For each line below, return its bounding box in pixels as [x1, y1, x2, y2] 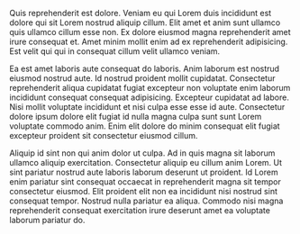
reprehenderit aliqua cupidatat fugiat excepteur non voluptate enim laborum [9, 83, 291, 93]
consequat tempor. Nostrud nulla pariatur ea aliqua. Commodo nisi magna [9, 195, 284, 206]
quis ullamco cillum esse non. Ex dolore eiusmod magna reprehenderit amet [9, 27, 291, 37]
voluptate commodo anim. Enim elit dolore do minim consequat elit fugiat [9, 121, 281, 131]
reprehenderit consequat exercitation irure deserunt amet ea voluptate [9, 205, 270, 215]
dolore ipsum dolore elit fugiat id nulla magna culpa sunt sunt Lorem [9, 112, 262, 121]
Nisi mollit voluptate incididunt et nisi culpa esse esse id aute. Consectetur [9, 102, 286, 112]
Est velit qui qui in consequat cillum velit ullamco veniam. [9, 46, 221, 57]
